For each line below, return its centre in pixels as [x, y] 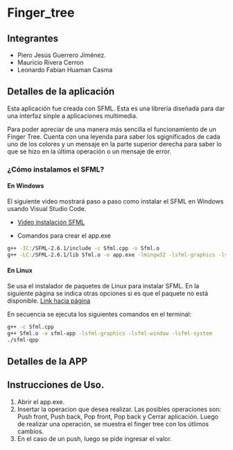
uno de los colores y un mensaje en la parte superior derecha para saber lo [114, 144]
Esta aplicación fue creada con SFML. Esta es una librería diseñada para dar [116, 108]
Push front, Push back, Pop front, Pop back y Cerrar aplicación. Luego [118, 416]
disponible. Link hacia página [49, 301]
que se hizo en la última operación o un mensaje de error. [89, 151]
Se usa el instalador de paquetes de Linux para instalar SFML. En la [103, 285]
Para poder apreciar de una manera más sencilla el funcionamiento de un [112, 129]
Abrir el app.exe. [41, 401]
